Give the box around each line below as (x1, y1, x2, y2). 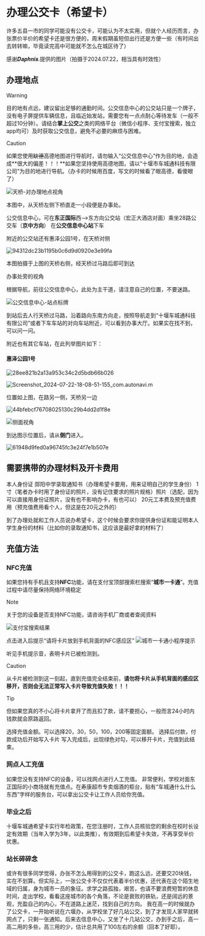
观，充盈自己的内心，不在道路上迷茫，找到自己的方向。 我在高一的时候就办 (6, 900, 195, 908)
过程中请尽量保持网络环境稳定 (6, 586, 81, 594)
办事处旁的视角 (6, 272, 44, 280)
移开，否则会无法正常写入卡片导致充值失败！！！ (6, 683, 129, 690)
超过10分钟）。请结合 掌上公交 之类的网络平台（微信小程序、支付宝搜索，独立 (6, 119, 196, 127)
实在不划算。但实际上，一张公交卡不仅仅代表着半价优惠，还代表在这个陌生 (6, 877, 193, 885)
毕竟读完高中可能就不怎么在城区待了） (32, 42, 129, 50)
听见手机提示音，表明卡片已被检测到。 (6, 650, 103, 657)
